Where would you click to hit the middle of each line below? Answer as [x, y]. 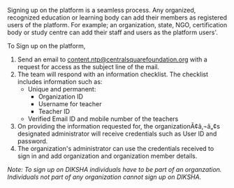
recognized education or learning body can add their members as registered [117, 17]
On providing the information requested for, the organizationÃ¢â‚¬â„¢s [118, 126]
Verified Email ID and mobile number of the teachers [103, 119]
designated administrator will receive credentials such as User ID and [117, 133]
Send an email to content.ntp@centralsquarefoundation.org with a [112, 59]
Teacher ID [54, 111]
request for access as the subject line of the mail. [88, 67]
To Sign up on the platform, [46, 46]
